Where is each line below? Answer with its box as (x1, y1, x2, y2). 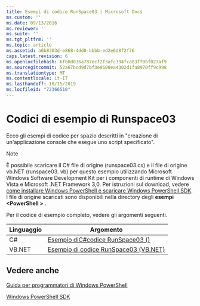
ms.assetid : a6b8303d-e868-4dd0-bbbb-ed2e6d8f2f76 (6, 48, 135, 54)
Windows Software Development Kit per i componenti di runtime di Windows (6, 174, 195, 181)
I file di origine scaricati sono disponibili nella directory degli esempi (6, 193, 174, 200)
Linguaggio (9, 225, 42, 234)
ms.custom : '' (6, 14, 42, 20)
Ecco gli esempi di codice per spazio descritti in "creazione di (6, 132, 158, 139)
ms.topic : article (6, 42, 52, 48)
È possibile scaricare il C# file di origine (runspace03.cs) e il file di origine (6, 161, 187, 169)
